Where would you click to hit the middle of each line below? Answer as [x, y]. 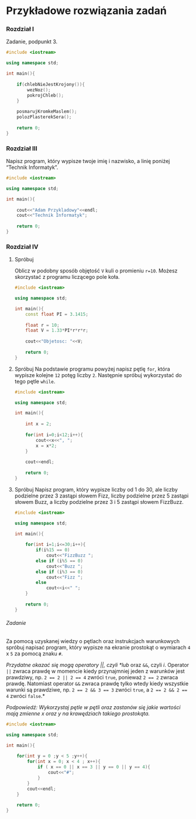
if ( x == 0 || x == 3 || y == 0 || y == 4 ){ [94, 767]
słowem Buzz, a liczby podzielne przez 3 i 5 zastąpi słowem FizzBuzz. [99, 502]
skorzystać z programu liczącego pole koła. [67, 277]
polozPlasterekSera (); [44, 117]
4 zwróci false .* [25, 696]
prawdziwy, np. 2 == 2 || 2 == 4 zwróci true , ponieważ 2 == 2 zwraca [92, 677]
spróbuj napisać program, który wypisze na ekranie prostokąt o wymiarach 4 [98, 647]
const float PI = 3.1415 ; [57, 314]
